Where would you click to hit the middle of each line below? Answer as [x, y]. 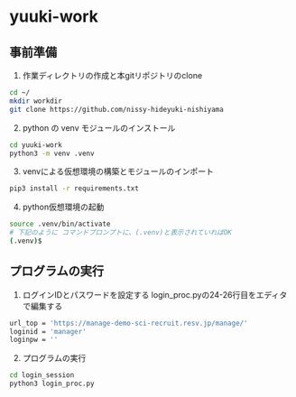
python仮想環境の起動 [63, 207]
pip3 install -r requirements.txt [74, 189]
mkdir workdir [36, 101]
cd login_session [42, 375]
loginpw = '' [34, 340]
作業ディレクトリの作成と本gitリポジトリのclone [112, 75]
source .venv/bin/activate [60, 224]
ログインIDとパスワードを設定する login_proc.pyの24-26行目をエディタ [155, 294]
